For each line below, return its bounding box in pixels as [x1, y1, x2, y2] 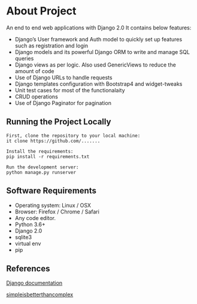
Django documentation [6, 279, 63, 287]
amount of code [14, 67, 55, 74]
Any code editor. [14, 214, 56, 221]
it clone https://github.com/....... [6, 138, 101, 144]
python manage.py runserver [6, 169, 77, 175]
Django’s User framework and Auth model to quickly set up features [14, 35, 183, 43]
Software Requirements [6, 186, 97, 196]
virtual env [14, 240, 41, 247]
